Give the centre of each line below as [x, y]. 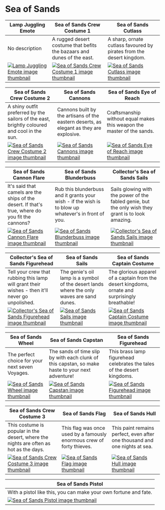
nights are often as [29, 443]
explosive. [69, 134]
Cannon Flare [29, 178]
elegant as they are [79, 128]
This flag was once [83, 428]
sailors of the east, [29, 119]
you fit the [19, 216]
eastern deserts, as [79, 121]
